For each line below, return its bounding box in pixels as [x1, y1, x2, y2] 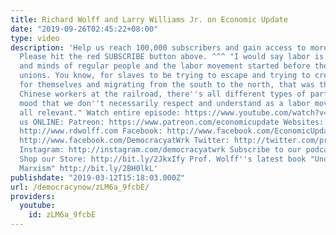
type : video [10, 33, 60, 43]
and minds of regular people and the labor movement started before [19, 61, 311, 71]
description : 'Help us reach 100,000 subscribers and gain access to [10, 42, 307, 53]
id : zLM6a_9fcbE [28, 210, 97, 220]
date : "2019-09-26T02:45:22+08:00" [10, 24, 159, 34]
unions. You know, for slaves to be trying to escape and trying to [19, 71, 311, 81]
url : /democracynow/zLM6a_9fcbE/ [10, 182, 150, 192]
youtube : [19, 201, 56, 211]
